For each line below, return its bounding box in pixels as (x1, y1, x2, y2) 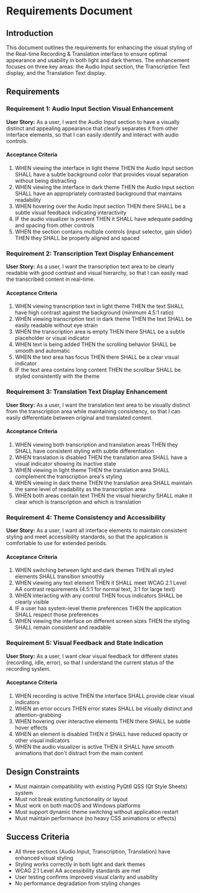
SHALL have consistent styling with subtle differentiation (14, 447, 154, 455)
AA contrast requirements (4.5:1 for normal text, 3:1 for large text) (14, 586, 176, 593)
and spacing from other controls (14, 222, 94, 229)
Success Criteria (6, 832, 70, 842)
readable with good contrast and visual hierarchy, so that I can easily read (6, 270, 188, 277)
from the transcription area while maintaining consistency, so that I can (6, 407, 181, 414)
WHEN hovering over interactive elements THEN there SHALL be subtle (14, 718, 191, 725)
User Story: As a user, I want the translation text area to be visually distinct (6, 401, 190, 408)
